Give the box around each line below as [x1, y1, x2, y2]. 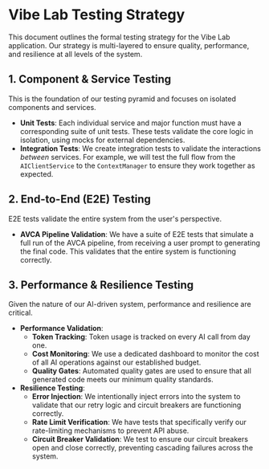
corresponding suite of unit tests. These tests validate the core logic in [19, 126, 254, 136]
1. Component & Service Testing [8, 72, 172, 86]
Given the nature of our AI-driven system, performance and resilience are [8, 300, 251, 309]
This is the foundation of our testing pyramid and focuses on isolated [8, 94, 237, 104]
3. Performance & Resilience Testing [8, 278, 194, 292]
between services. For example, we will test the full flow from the [19, 152, 236, 161]
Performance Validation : [19, 324, 104, 333]
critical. [8, 308, 34, 318]
